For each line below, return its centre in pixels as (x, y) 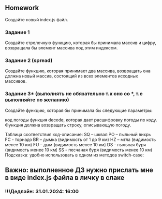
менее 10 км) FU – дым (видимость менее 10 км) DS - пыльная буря (75, 144)
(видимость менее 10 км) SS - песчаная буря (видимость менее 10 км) (79, 150)
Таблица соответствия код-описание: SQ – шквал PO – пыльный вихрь (78, 134)
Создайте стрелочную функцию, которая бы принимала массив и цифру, (81, 43)
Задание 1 (17, 32)
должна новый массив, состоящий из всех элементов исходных (72, 76)
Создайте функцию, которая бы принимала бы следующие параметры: (79, 110)
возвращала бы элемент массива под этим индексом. (61, 48)
